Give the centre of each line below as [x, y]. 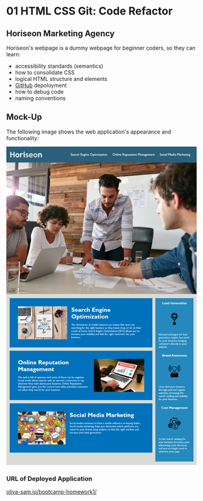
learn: [14, 54]
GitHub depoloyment [41, 85]
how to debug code [39, 92]
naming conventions [40, 98]
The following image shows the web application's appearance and [89, 132]
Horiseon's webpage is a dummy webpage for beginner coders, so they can [101, 48]
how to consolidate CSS [45, 73]
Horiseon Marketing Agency [60, 34]
